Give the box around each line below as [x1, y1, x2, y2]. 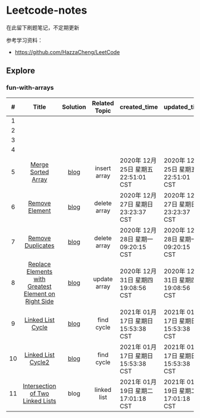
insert [95, 164, 111, 172]
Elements [26, 267, 52, 275]
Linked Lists [23, 397, 57, 405]
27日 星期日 [120, 200, 154, 208]
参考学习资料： [6, 36, 43, 43]
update [93, 275, 113, 283]
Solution [62, 102, 86, 111]
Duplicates [24, 241, 55, 250]
